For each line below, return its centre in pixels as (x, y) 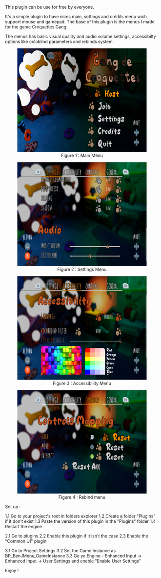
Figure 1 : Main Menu (82, 155)
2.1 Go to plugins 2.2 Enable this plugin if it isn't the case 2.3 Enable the (77, 536)
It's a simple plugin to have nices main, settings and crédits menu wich (76, 16)
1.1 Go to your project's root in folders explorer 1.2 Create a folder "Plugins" (80, 516)
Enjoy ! (12, 571)
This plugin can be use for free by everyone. (50, 7)
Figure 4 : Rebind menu (82, 497)
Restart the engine (24, 527)
